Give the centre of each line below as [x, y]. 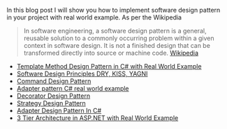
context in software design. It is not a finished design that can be [117, 45]
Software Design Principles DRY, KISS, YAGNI [82, 74]
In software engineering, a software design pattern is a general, [115, 31]
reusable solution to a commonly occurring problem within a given [119, 38]
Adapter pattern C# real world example [73, 88]
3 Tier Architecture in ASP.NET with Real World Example [97, 118]
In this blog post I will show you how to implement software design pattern [113, 10]
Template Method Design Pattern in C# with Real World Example [109, 66]
